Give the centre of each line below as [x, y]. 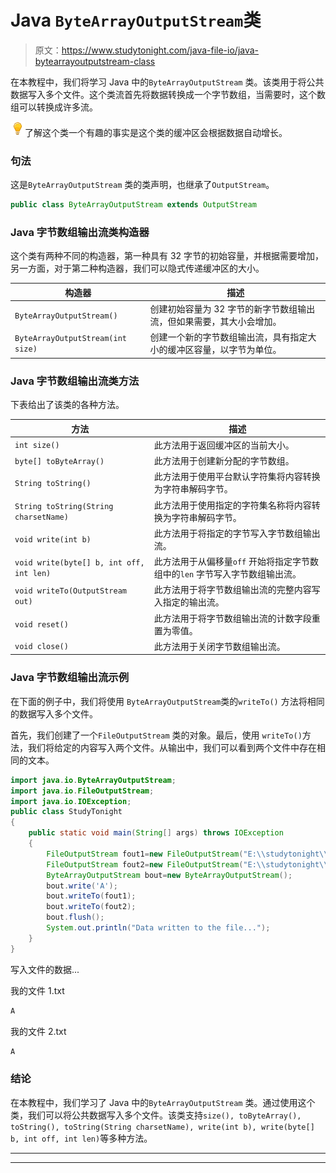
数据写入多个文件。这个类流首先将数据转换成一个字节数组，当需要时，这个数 [168, 94]
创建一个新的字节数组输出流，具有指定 [228, 337]
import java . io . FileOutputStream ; [82, 791]
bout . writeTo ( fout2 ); [91, 907]
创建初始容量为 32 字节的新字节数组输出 [232, 309]
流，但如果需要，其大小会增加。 [215, 322]
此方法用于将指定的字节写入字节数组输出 [237, 533]
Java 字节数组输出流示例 [70, 678]
